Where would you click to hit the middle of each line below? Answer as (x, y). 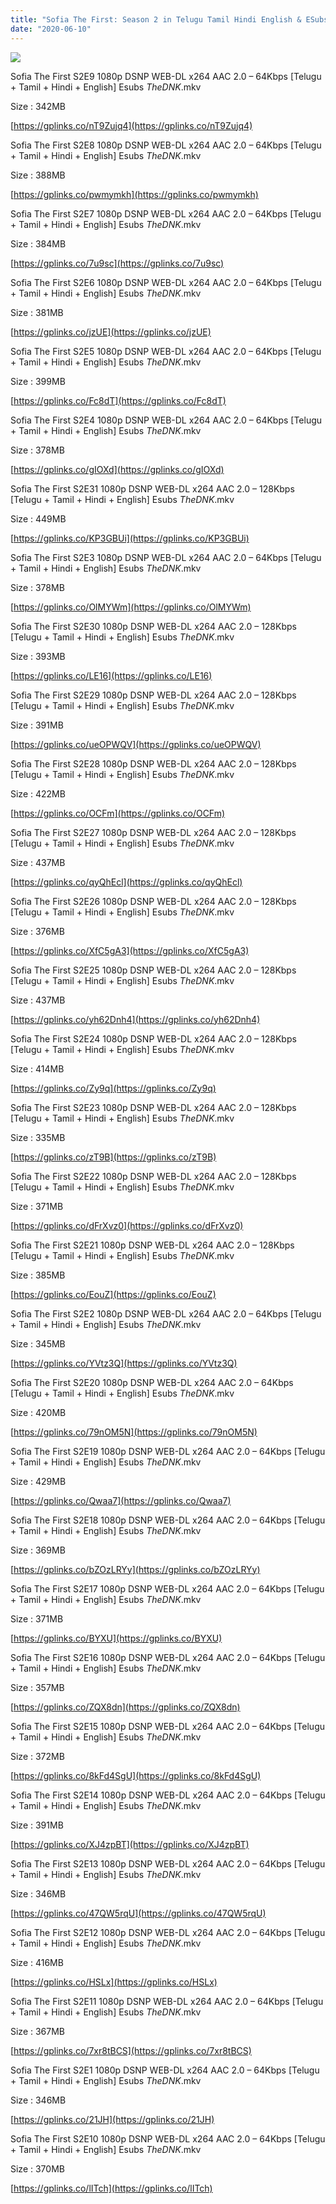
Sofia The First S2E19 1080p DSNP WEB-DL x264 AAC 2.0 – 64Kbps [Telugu (168, 1451)
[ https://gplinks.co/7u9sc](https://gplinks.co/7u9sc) (117, 263)
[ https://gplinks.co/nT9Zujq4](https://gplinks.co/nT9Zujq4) (131, 125)
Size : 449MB (38, 518)
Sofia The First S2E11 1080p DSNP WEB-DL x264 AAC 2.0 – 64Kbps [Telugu (167, 2001)
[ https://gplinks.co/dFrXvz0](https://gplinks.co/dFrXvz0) (127, 1225)
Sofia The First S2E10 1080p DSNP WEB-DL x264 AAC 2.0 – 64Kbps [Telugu (168, 2138)
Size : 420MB (38, 1412)
